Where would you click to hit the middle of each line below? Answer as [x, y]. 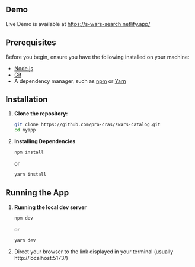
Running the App [37, 193]
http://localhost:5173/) [41, 258]
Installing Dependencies [45, 141]
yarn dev [25, 240]
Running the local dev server [50, 207]
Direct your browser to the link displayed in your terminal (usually [94, 252]
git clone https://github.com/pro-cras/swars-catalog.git [87, 125]
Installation [27, 100]
